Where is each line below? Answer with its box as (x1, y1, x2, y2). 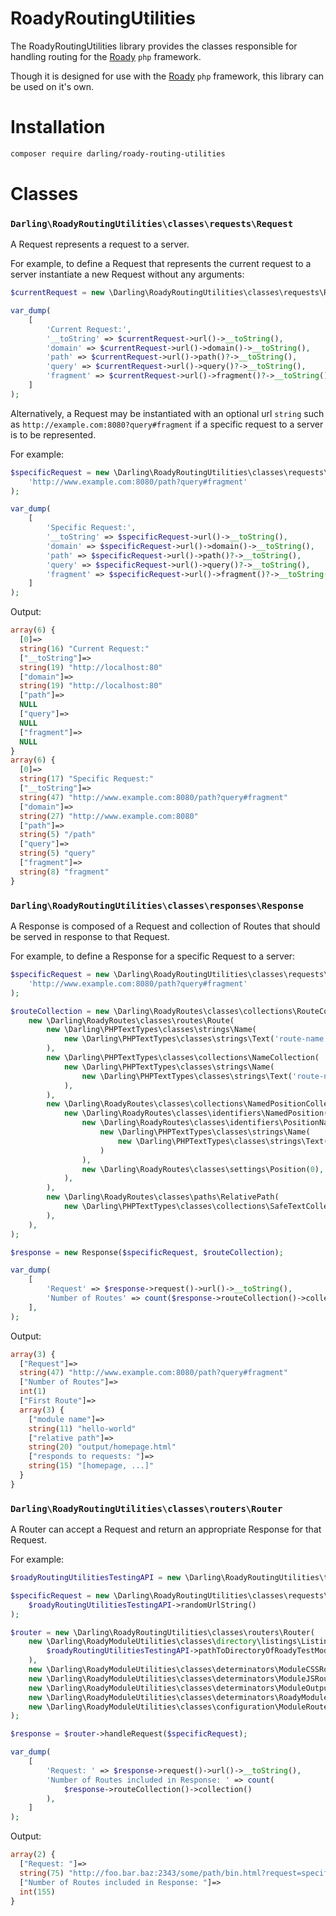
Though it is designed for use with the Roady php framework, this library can (10, 70, 325, 82)
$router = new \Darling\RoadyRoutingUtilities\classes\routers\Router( (10, 1627, 315, 1637)
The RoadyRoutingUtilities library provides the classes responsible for (10, 40, 298, 52)
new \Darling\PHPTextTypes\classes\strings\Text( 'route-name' (63, 1034, 329, 1044)
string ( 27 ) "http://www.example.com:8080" (19, 811, 199, 821)
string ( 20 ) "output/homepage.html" (28, 1442, 177, 1452)
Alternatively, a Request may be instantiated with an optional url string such (10, 407, 325, 419)
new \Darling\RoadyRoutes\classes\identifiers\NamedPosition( (63, 1108, 329, 1119)
